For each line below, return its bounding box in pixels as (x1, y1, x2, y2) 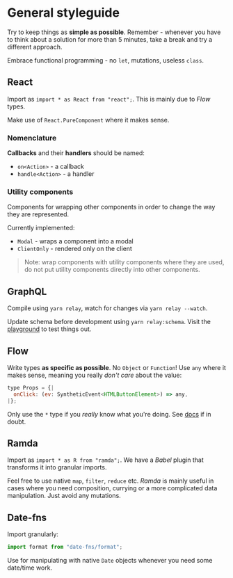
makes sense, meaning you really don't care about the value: (7, 371, 182, 379)
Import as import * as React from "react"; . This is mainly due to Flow (7, 95, 211, 103)
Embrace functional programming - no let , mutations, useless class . (7, 56, 204, 64)
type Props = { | (7, 384, 54, 391)
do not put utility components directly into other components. (24, 266, 200, 274)
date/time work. (7, 563, 53, 572)
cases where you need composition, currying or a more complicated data (7, 484, 218, 492)
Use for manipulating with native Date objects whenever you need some (7, 556, 213, 565)
